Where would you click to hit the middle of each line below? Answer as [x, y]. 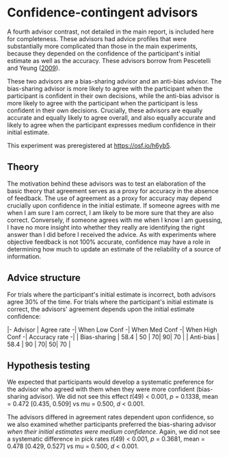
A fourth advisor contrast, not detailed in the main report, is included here [110, 32]
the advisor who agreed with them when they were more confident [101, 389]
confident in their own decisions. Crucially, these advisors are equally [105, 110]
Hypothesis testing [49, 366]
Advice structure [44, 278]
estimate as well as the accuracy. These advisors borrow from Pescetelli [109, 60]
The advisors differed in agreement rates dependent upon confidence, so [110, 417]
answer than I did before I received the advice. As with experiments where [112, 234]
